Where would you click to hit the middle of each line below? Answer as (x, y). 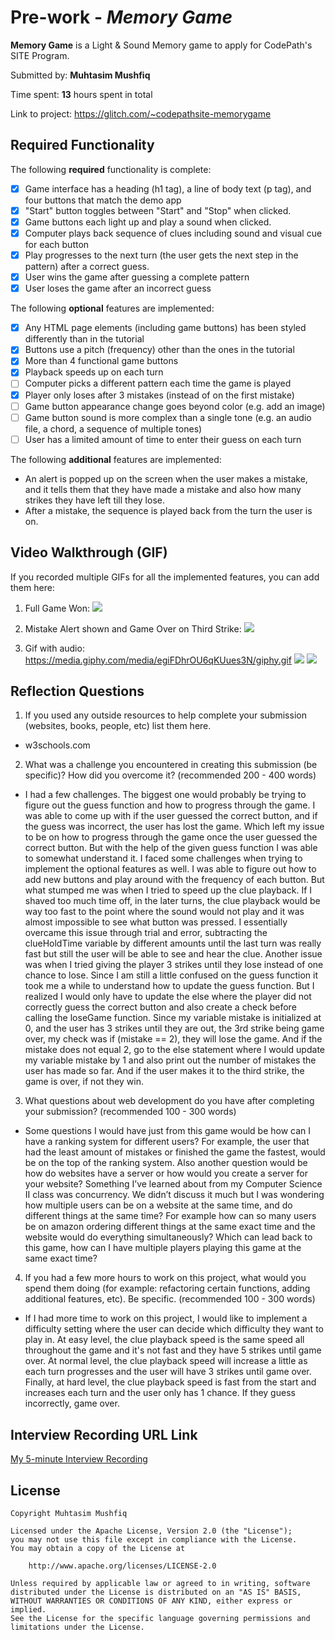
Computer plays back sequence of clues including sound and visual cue (173, 233)
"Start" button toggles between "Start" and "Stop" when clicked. (158, 210)
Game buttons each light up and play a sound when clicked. (148, 222)
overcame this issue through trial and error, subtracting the (146, 933)
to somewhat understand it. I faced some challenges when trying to (163, 858)
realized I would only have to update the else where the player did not (168, 997)
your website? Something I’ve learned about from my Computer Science (173, 1184)
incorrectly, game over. (72, 1403)
